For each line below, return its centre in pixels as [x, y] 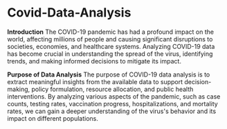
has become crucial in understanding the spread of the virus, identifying [110, 54]
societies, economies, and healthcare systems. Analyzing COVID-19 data [111, 46]
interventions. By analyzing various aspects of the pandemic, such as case [114, 96]
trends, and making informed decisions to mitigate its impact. [94, 61]
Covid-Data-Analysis [69, 13]
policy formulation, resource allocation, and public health [112, 89]
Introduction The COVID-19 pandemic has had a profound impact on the [111, 32]
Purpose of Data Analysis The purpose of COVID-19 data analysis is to [109, 75]
